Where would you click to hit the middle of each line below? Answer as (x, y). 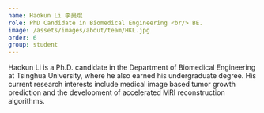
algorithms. (26, 101)
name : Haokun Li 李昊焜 (45, 15)
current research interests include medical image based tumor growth (122, 85)
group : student (33, 45)
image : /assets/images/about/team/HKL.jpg (79, 30)
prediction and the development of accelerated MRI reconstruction (117, 92)
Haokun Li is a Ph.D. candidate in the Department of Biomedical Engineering (132, 67)
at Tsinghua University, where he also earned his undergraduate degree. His (132, 76)
